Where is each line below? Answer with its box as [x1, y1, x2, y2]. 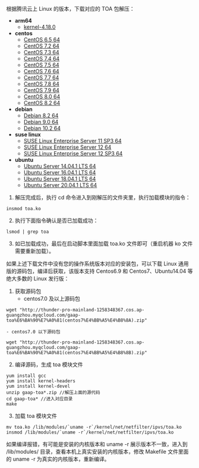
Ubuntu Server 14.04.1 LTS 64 [23, 163, 96, 170]
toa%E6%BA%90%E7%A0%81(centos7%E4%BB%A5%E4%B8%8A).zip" [6, 317, 147, 323]
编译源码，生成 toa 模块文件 [14, 361, 83, 368]
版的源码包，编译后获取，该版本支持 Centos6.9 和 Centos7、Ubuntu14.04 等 [6, 267, 193, 274]
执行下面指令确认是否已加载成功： [14, 217, 99, 224]
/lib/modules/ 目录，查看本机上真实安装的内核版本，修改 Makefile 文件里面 [6, 448, 189, 455]
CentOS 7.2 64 [23, 42, 59, 49]
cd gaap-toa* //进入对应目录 [6, 396, 73, 402]
